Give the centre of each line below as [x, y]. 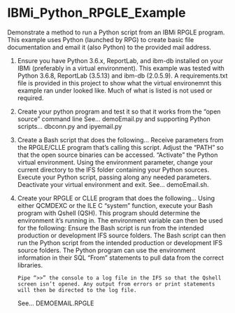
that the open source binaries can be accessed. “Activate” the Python [117, 155]
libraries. [30, 265]
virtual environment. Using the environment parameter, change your [115, 162]
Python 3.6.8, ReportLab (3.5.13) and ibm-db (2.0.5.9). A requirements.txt [122, 76]
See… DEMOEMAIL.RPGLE [56, 303]
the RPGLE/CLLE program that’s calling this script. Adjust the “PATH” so [120, 147]
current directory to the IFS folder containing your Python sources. [113, 169]
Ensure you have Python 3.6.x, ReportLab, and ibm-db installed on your [120, 60]
